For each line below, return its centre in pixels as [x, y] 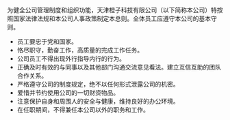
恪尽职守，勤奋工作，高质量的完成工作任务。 [80, 50]
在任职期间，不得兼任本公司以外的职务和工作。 [83, 110]
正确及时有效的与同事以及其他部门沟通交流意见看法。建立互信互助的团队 [119, 67]
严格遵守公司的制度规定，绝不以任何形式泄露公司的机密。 [98, 84]
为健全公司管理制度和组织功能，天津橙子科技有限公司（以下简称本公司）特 [112, 10]
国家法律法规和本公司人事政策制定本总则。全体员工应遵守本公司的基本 [112, 18]
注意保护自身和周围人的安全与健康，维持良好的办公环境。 [98, 101]
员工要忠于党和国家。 [47, 42]
